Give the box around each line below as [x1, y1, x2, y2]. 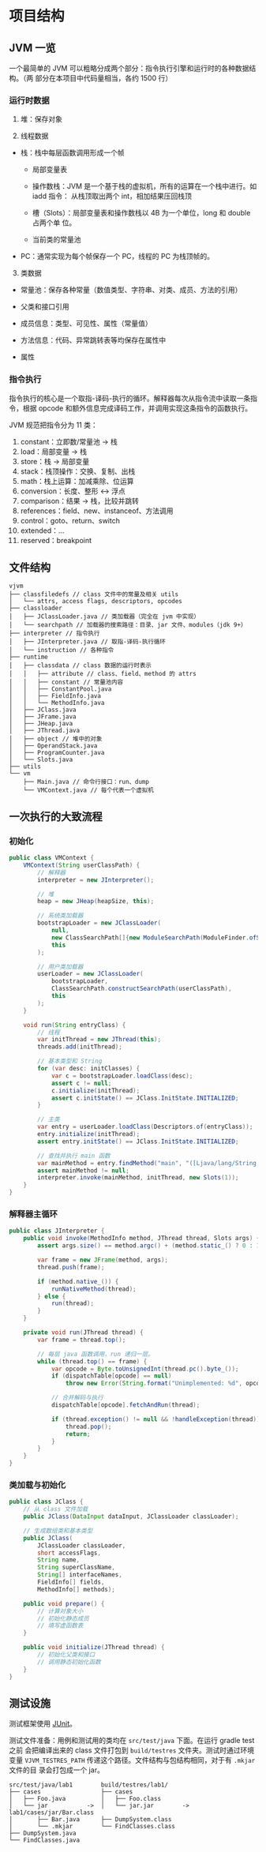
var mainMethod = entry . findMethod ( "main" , [37, 1159, 182, 1167]
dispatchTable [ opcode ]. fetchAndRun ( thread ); [51, 1401, 200, 1409]
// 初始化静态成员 [37, 1614, 89, 1622]
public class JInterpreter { [9, 1227, 105, 1235]
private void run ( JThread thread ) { [23, 1329, 144, 1337]
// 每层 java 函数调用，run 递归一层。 [37, 1350, 155, 1358]
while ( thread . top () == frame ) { [37, 1357, 148, 1366]
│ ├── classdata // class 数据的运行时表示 [9, 662, 152, 669]
